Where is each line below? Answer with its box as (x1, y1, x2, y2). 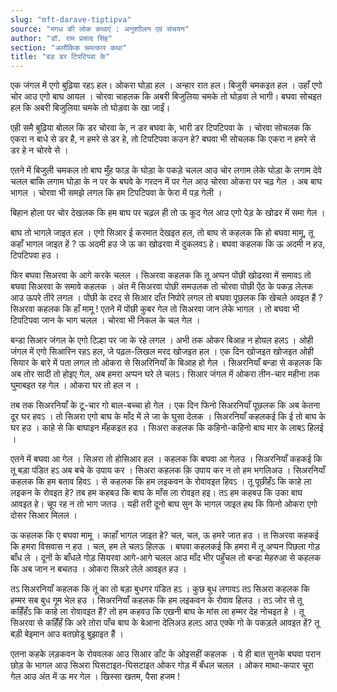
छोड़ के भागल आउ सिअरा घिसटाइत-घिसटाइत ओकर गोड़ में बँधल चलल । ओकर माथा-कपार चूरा (10, 659, 314, 671)
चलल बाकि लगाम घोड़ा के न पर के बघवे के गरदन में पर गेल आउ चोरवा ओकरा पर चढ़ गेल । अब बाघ (10, 176, 323, 188)
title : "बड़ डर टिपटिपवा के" (10, 52, 111, 62)
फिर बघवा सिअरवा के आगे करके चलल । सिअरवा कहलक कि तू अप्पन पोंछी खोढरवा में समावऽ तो (10, 269, 312, 281)
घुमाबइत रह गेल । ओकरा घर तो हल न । (10, 379, 140, 391)
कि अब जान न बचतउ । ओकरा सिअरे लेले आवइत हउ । (10, 563, 187, 575)
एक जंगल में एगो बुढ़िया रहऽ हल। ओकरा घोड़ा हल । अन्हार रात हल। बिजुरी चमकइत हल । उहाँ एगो (10, 79, 323, 91)
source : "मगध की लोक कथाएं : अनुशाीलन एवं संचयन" (10, 24, 190, 34)
